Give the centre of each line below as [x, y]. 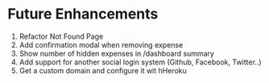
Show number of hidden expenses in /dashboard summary [117, 53]
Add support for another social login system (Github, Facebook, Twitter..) [141, 62]
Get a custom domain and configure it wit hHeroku [103, 70]
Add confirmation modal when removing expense [101, 44]
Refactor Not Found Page [61, 36]
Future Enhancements [83, 14]
